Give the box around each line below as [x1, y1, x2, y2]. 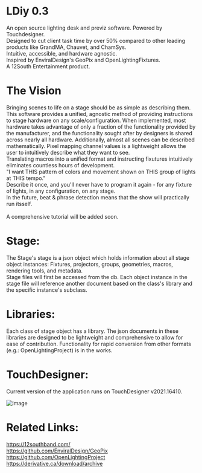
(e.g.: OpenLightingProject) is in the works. [6, 346, 113, 354]
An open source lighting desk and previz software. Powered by [6, 24, 163, 31]
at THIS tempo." [6, 174, 46, 182]
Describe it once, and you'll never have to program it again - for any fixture [6, 181, 192, 188]
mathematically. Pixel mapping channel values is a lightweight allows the [6, 142, 186, 149]
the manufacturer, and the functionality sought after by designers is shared [6, 129, 193, 137]
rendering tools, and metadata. [6, 267, 83, 274]
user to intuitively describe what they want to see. [6, 149, 130, 156]
